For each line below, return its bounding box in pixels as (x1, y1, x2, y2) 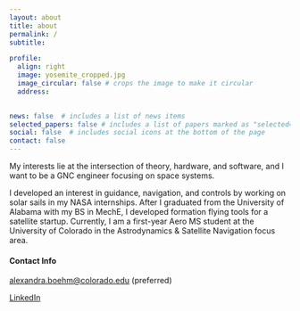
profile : (9, 54, 42, 63)
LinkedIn (9, 292, 41, 303)
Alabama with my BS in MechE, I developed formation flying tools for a (9, 207, 269, 217)
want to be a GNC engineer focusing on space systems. (9, 170, 215, 181)
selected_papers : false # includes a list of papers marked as (9, 119, 250, 129)
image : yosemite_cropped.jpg (17, 70, 126, 80)
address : (17, 86, 50, 96)
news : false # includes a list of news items (9, 111, 186, 120)
